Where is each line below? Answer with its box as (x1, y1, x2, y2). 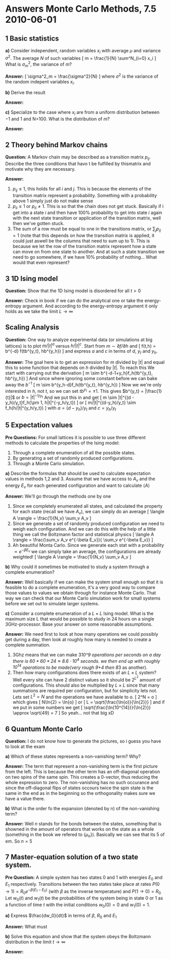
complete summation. (5, 641, 51, 648)
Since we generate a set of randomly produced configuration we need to (12, 520, 164, 527)
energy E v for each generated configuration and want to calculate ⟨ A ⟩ (5, 482, 150, 489)
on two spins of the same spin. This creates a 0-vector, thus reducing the (5, 774, 158, 780)
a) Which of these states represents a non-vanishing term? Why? (5, 753, 141, 760)
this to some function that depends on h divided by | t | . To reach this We (5, 364, 155, 371)
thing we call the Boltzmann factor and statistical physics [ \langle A (12, 532, 154, 538)
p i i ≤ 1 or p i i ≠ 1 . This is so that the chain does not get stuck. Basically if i (12, 203, 164, 210)
